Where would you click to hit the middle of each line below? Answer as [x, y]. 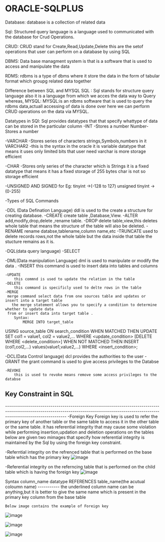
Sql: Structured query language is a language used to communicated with [80, 31]
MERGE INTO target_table [48, 322]
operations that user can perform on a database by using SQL [68, 52]
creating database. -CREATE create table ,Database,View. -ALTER [71, 215]
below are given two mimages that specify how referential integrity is [75, 437]
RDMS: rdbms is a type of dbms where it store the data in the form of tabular [82, 76]
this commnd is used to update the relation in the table [74, 279]
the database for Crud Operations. [40, 37]
